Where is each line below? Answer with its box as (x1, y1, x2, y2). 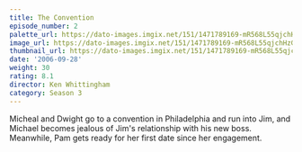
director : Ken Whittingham (9, 80, 111, 89)
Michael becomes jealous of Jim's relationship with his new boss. (9, 122, 252, 133)
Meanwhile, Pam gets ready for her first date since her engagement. (9, 132, 262, 143)
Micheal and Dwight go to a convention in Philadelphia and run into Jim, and (9, 113, 291, 124)
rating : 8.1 (9, 72, 54, 81)
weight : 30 (9, 64, 50, 73)
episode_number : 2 (9, 22, 78, 31)
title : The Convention (9, 13, 94, 22)
